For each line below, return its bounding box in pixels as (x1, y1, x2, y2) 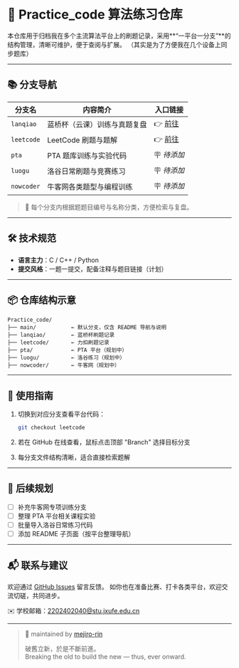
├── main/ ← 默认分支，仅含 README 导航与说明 (7, 324, 167, 331)
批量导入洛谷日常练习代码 (17, 521, 93, 529)
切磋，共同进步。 (13, 591, 64, 600)
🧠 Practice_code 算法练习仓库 (7, 6, 183, 23)
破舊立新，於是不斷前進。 (24, 644, 100, 652)
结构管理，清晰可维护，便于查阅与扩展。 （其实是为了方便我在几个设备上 (7, 40, 221, 48)
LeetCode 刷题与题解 (47, 135, 118, 145)
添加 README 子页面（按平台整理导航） (17, 530, 135, 538)
